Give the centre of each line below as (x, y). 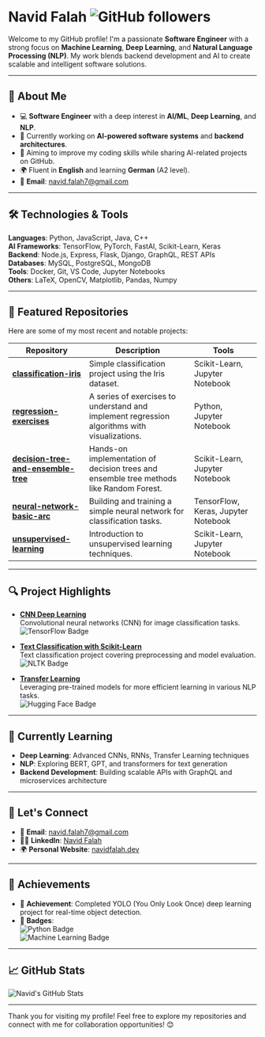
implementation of (123, 459)
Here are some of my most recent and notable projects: (98, 331)
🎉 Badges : (37, 920)
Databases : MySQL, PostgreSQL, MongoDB (80, 263)
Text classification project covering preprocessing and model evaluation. (138, 655)
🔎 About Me (37, 96)
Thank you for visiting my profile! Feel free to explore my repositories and (127, 1016)
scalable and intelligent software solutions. (78, 64)
